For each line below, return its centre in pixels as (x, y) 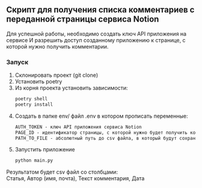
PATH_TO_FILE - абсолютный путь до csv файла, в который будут (96, 138)
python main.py (34, 161)
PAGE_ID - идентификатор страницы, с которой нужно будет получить (101, 132)
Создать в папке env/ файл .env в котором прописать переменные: (101, 116)
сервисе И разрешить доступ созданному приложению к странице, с (96, 40)
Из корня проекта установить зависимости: (71, 88)
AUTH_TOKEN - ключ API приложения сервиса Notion (78, 127)
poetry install (34, 105)
